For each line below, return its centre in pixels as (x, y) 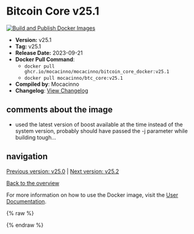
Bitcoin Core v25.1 (53, 11)
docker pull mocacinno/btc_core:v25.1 (74, 78)
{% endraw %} (25, 225)
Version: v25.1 (33, 40)
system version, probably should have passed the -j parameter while (101, 131)
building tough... (36, 137)
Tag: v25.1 (28, 46)
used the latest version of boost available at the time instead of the (99, 124)
